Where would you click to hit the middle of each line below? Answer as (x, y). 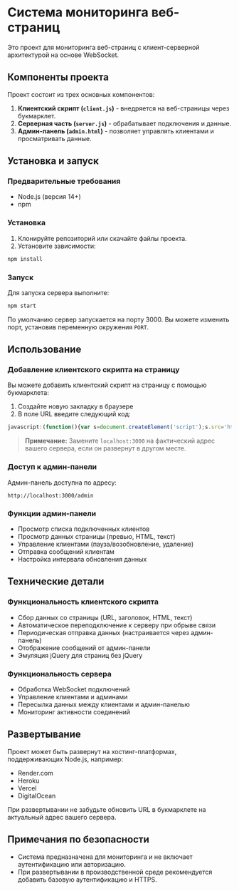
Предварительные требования (64, 181)
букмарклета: (28, 393)
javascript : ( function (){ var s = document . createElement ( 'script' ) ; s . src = (116, 427)
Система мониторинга (78, 12)
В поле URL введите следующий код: (74, 414)
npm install (25, 259)
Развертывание (44, 735)
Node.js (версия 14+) (49, 197)
